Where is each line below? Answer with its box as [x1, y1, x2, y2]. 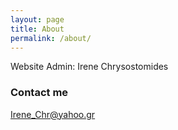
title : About [10, 24, 65, 34]
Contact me [10, 86, 69, 100]
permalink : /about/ [10, 33, 92, 43]
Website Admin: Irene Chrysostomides [10, 61, 169, 73]
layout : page [10, 14, 65, 25]
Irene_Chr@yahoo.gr [10, 108, 96, 120]
